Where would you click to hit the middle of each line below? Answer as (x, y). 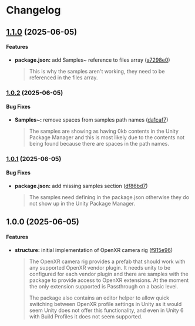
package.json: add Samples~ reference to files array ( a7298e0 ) (92, 60)
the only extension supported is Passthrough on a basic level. (104, 286)
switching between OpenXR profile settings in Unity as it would (105, 304)
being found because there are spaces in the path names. (99, 143)
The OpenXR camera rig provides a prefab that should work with (107, 261)
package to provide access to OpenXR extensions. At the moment (109, 280)
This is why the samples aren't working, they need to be (97, 71)
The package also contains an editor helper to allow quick (99, 298)
